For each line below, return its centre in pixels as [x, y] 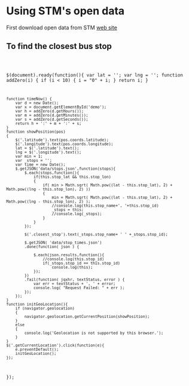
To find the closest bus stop [59, 46]
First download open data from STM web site [62, 27]
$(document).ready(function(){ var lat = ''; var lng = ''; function [95, 75]
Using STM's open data [65, 11]
